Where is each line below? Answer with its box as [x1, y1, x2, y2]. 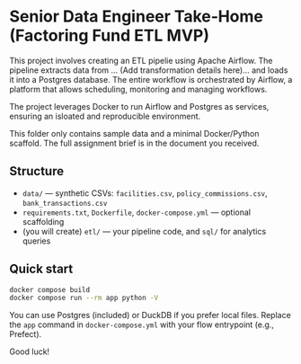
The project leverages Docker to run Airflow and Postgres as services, [9, 101, 270, 111]
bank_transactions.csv [22, 199, 108, 208]
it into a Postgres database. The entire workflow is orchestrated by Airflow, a [9, 74, 293, 84]
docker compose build [9, 285, 91, 294]
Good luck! [9, 346, 50, 357]
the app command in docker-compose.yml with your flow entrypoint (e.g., [9, 319, 274, 330]
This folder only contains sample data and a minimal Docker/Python [9, 128, 260, 138]
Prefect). [9, 329, 42, 340]
